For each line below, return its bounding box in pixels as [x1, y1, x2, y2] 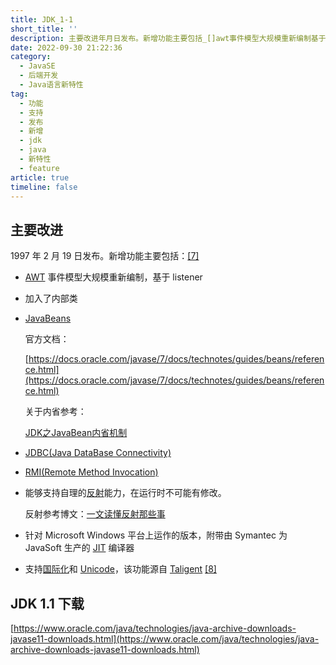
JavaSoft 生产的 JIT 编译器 [24, 542, 135, 554]
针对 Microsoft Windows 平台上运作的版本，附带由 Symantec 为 [24, 529, 288, 541]
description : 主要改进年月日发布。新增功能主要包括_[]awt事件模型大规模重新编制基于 [10, 33, 327, 43]
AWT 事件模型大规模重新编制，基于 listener [24, 271, 203, 283]
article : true [10, 172, 70, 183]
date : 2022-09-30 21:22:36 [10, 42, 123, 53]
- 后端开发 [19, 71, 59, 81]
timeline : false [10, 182, 78, 192]
